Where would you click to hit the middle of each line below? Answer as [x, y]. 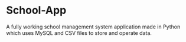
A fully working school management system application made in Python [93, 27]
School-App [36, 10]
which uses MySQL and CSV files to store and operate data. [79, 33]
